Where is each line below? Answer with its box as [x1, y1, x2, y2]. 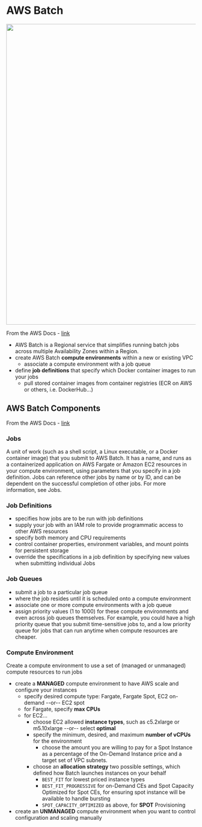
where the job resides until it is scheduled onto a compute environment [14, 595, 191, 602]
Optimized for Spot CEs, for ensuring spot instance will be [41, 789, 186, 796]
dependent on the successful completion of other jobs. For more [6, 480, 167, 487]
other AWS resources [14, 527, 68, 535]
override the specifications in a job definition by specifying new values [14, 553, 191, 561]
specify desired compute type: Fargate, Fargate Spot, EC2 [23, 692, 168, 699]
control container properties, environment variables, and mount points [14, 541, 189, 548]
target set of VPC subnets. [41, 756, 108, 764]
